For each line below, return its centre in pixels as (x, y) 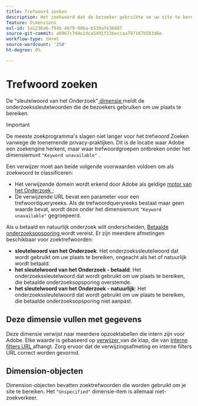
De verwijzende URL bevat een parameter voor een (77, 197)
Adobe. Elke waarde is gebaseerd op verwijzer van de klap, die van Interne (97, 340)
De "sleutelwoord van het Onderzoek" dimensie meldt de (75, 100)
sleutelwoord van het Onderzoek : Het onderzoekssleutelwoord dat (96, 251)
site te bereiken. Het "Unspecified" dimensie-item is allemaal (80, 392)
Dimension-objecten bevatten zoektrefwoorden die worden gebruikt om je (96, 385)
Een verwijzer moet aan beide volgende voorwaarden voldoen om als (90, 166)
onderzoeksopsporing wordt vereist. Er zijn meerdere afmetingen (85, 233)
